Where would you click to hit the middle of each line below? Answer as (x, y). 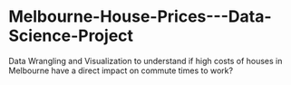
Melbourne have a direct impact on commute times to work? (121, 71)
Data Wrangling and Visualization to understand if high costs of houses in (145, 61)
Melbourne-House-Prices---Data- (141, 17)
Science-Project (71, 36)
